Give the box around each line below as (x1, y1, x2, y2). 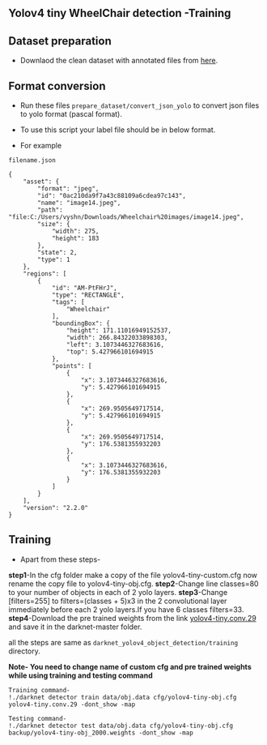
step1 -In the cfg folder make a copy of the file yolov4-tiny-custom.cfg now (8, 570, 257, 580)
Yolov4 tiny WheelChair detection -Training (8, 6, 231, 20)
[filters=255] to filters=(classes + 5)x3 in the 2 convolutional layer (8, 596, 227, 606)
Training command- (8, 686, 70, 694)
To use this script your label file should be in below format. (19, 125, 216, 135)
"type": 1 (37, 255, 70, 264)
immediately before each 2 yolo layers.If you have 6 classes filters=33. (8, 604, 244, 614)
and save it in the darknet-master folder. (8, 622, 142, 632)
